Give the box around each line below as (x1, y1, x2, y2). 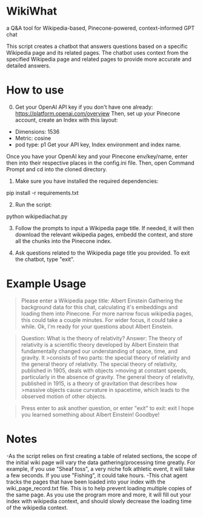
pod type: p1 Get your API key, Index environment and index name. (15, 141, 182, 148)
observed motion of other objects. (21, 392, 107, 400)
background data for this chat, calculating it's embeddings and (21, 303, 178, 310)
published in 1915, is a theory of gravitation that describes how (21, 380, 178, 387)
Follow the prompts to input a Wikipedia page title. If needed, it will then (15, 224, 194, 231)
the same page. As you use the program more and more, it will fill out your (6, 491, 191, 498)
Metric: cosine (15, 134, 52, 142)
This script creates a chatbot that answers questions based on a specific (6, 43, 188, 50)
